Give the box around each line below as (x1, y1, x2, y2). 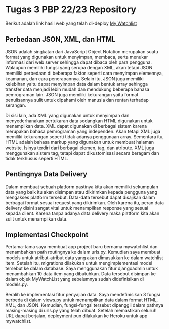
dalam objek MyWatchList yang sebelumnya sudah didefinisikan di (5, 276, 144, 282)
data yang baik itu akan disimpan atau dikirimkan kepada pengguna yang (5, 189, 158, 195)
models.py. (5, 281, 28, 287)
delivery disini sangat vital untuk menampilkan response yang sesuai (5, 205, 148, 211)
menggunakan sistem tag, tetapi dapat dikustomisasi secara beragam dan (5, 150, 159, 156)
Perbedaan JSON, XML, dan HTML (5, 35, 116, 44)
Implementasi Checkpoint (5, 230, 89, 239)
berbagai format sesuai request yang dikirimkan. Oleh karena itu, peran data (5, 199, 164, 206)
